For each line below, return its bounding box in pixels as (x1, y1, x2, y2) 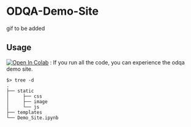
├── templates (6, 109, 43, 115)
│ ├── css (6, 93, 43, 99)
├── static (6, 88, 34, 94)
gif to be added (6, 25, 45, 32)
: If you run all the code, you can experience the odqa (50, 58, 185, 66)
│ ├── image (6, 98, 48, 105)
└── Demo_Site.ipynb (6, 115, 59, 121)
